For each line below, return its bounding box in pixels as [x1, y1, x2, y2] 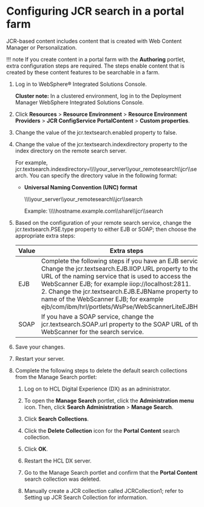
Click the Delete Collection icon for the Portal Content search [24, 427, 180, 434]
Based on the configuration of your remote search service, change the [15, 219, 191, 226]
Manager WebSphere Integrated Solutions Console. [15, 99, 144, 106]
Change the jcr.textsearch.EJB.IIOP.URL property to [41, 264, 188, 272]
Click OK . [24, 445, 49, 452]
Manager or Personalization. [6, 44, 77, 51]
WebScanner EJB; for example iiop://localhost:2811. [41, 279, 191, 288]
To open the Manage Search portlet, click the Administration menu [24, 397, 194, 404]
